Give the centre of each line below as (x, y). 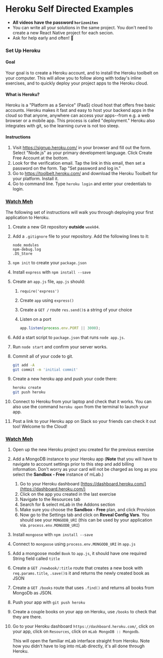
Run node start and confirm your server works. (60, 346)
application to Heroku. (28, 217)
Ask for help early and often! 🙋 (43, 38)
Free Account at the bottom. (41, 158)
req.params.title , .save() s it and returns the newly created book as (81, 573)
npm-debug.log (27, 249)
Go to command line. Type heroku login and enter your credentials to (82, 184)
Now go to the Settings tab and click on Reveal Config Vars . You (84, 515)
